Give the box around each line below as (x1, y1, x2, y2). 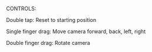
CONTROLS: (6, 5, 37, 12)
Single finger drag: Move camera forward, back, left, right (6, 28, 146, 35)
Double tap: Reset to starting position (6, 17, 97, 23)
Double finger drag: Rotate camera (6, 40, 90, 46)
